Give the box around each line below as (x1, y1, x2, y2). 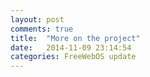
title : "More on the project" (10, 33, 141, 43)
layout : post (10, 14, 65, 25)
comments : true (10, 24, 74, 34)
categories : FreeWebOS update (10, 52, 137, 62)
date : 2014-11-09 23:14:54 (10, 42, 132, 53)
